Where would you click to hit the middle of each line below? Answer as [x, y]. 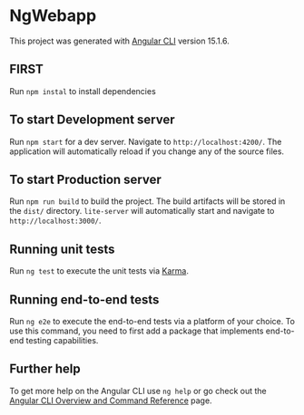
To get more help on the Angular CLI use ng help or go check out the [138, 391]
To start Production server [85, 179]
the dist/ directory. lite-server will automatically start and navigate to [142, 211]
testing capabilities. [62, 340]
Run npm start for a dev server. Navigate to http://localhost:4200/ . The [146, 141]
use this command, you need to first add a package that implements [137, 331]
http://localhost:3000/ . [55, 221]
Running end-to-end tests [84, 299]
